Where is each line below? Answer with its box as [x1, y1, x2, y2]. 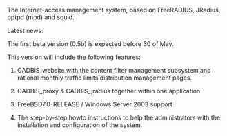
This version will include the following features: [7, 53, 141, 61]
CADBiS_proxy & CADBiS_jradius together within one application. [17, 87, 202, 95]
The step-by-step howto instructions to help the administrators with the [17, 113, 221, 122]
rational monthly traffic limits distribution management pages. [17, 73, 192, 82]
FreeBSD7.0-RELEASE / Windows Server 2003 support [17, 100, 172, 109]
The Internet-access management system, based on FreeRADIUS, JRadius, [7, 6, 221, 14]
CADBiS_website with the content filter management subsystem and [17, 67, 211, 74]
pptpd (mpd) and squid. [7, 13, 75, 21]
